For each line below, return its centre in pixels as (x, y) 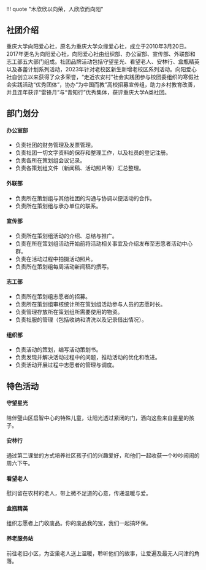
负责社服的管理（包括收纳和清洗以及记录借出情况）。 (81, 320)
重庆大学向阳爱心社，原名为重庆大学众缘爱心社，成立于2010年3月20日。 (98, 46)
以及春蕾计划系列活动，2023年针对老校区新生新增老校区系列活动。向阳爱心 (102, 69)
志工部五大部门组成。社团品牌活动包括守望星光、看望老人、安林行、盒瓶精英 (103, 61)
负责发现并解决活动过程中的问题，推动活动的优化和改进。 (88, 357)
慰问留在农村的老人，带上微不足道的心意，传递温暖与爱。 (79, 493)
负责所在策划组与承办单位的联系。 (58, 206)
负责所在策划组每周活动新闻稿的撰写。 (63, 267)
